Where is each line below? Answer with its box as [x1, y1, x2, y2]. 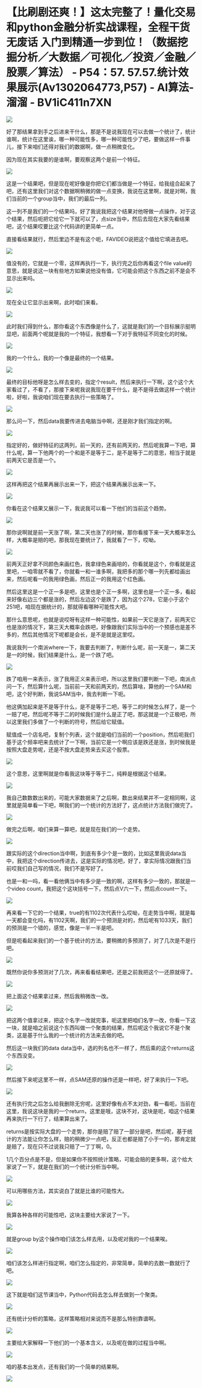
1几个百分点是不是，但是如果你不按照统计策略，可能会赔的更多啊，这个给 [6, 1155, 188, 1162]
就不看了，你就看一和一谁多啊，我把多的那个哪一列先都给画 [37, 568, 185, 575]
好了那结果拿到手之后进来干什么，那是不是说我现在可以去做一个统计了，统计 [6, 127, 196, 135]
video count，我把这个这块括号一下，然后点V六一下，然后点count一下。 [11, 885, 191, 892]
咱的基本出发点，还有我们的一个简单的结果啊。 [6, 1363, 122, 1370]
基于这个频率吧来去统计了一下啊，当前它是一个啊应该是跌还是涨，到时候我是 [6, 738, 196, 746]
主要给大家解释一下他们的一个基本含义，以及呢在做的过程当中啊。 [6, 1339, 170, 1346]
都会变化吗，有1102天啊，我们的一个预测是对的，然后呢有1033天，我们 [16, 917, 192, 924]
